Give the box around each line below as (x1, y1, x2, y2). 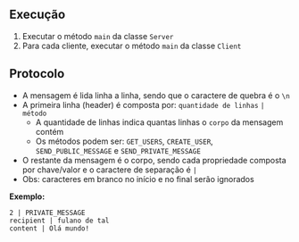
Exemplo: (9, 191, 46, 202)
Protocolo (9, 66, 65, 81)
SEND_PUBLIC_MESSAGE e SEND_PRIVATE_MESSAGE (35, 145, 201, 155)
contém (35, 126, 64, 137)
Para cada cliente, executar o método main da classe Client (21, 40, 242, 51)
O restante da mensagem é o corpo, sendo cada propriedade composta (21, 154, 287, 165)
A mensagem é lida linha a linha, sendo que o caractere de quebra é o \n (21, 89, 290, 101)
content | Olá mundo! (9, 223, 90, 233)
